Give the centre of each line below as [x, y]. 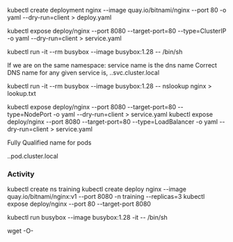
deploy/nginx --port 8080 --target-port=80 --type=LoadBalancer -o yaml [112, 122]
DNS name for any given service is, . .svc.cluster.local [83, 73]
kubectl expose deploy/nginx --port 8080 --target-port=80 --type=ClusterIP [117, 31]
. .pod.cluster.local [33, 156]
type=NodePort [30, 114]
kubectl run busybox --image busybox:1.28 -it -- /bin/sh [88, 218]
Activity [21, 174]
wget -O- [21, 231]
